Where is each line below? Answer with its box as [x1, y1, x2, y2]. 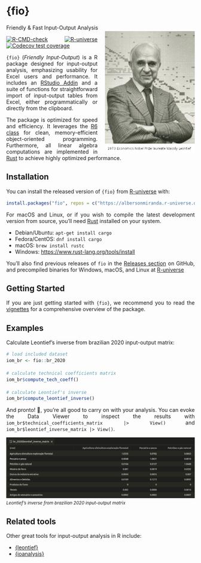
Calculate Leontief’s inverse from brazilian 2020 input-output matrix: [6, 339, 175, 346]
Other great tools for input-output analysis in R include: [6, 532, 142, 539]
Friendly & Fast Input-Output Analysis [6, 24, 99, 31]
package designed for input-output [6, 60, 98, 67]
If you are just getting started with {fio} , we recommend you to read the [6, 299, 196, 306]
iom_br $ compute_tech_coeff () [6, 377, 79, 383]
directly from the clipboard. [6, 104, 74, 112]
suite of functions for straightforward [6, 85, 98, 92]
